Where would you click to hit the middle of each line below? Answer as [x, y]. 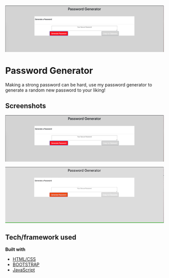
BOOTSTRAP [26, 265]
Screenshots [26, 106]
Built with [15, 249]
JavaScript [24, 270]
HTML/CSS [24, 259]
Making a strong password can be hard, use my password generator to [79, 84]
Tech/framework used [41, 237]
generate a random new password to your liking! [55, 90]
